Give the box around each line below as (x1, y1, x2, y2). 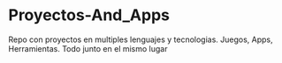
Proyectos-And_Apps (8, 5, 170, 25)
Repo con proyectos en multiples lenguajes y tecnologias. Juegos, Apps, (8, 34, 273, 45)
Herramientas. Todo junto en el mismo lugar (8, 43, 168, 53)
